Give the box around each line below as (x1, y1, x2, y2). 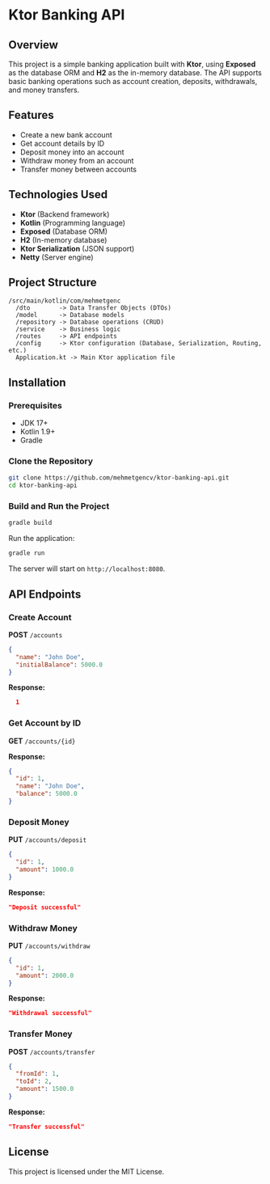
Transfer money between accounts (19, 164, 137, 174)
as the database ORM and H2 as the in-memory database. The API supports (8, 68, 263, 78)
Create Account (8, 611, 72, 623)
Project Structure (8, 276, 97, 290)
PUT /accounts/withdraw (8, 941, 91, 950)
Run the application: (8, 534, 75, 543)
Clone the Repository (8, 455, 94, 467)
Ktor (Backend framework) (19, 209, 110, 219)
